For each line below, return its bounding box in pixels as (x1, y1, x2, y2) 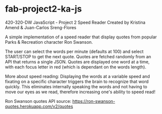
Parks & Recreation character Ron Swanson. (5, 39, 93, 45)
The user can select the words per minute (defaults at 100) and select (5, 49, 144, 54)
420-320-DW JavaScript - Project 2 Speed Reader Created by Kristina (5, 19, 146, 25)
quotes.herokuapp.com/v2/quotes (5, 103, 74, 109)
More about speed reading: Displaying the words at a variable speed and (5, 73, 150, 79)
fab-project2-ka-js (5, 3, 82, 15)
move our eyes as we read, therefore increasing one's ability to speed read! (5, 89, 156, 95)
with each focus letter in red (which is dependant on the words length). (5, 64, 147, 70)
